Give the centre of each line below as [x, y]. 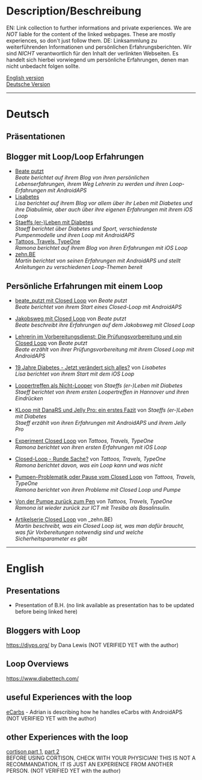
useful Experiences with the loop [69, 697]
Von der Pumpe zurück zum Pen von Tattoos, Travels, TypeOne [93, 501]
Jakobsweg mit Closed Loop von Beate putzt [70, 319]
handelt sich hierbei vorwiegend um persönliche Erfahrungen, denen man [97, 60]
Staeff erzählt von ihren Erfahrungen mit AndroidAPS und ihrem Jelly [100, 423]
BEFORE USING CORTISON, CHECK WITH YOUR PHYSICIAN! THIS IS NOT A [101, 758]
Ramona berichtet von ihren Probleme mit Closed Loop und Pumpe [98, 490]
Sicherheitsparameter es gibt [51, 539]
